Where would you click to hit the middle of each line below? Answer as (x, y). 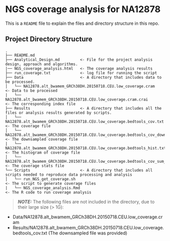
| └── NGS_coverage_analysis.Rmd (43, 188)
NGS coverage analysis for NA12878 (83, 9)
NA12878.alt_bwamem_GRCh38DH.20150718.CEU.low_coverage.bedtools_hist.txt (86, 148)
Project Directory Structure (49, 39)
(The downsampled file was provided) (88, 233)
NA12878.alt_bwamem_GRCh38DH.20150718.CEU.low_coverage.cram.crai (77, 100)
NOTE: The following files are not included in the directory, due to (86, 202)
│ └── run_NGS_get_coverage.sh (40, 179)
